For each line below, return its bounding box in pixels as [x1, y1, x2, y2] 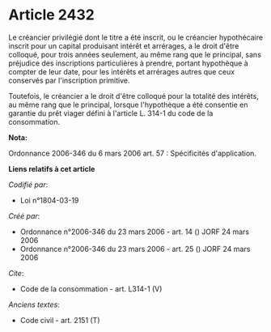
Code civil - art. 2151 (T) [19, 315, 100, 325]
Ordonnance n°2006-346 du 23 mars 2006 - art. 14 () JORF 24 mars [19, 227, 249, 236]
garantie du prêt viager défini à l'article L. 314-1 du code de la [8, 108, 214, 118]
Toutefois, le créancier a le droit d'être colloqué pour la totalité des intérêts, [8, 91, 259, 100]
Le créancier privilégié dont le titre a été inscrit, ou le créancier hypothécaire [8, 32, 264, 42]
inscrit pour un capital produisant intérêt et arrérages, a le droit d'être [8, 40, 239, 50]
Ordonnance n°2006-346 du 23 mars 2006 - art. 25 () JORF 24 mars [19, 244, 251, 253]
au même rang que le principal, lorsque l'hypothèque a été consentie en [8, 100, 248, 109]
